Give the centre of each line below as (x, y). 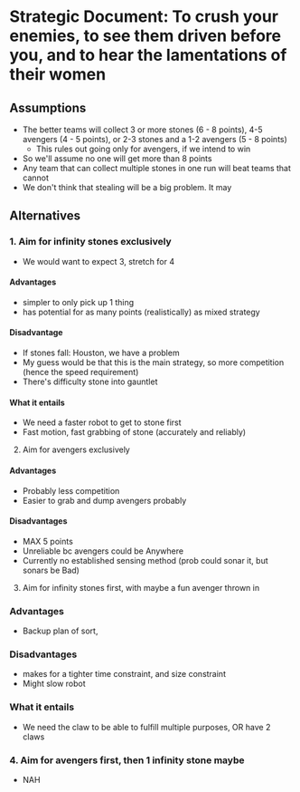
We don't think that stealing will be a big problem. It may (127, 187)
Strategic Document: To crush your (144, 17)
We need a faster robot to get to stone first (102, 422)
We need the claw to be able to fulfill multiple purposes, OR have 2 (146, 727)
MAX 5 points (48, 541)
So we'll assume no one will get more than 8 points (117, 159)
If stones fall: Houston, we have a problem (101, 353)
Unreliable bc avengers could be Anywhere (103, 551)
